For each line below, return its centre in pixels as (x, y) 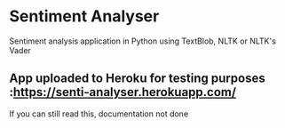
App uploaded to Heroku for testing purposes (137, 79)
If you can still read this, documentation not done (99, 114)
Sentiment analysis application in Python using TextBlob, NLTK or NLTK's (143, 41)
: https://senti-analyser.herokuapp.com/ (123, 92)
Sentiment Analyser (84, 16)
